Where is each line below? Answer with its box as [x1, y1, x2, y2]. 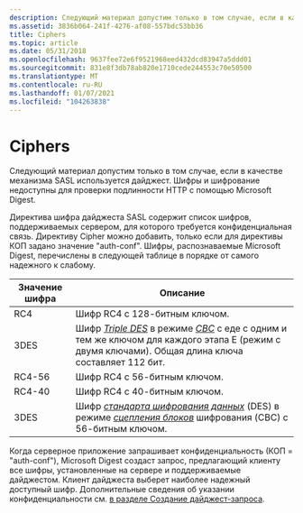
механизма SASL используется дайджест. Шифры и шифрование [9, 175, 261, 186]
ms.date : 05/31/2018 [9, 47, 87, 56]
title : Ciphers [9, 30, 67, 39]
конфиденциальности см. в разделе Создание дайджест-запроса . [9, 493, 265, 505]
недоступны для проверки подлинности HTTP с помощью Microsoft [9, 185, 272, 196]
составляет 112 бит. [75, 356, 165, 369]
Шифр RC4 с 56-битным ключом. [75, 371, 224, 383]
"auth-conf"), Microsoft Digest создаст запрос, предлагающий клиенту [9, 455, 281, 466]
